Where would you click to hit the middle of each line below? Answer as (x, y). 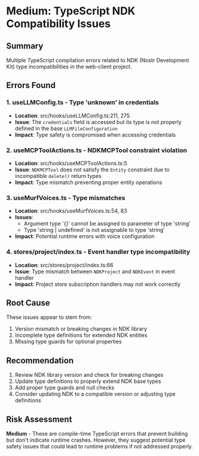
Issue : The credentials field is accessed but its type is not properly (98, 122)
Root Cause (28, 303)
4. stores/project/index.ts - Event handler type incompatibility (98, 252)
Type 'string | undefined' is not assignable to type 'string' (94, 230)
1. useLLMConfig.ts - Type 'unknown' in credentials (83, 102)
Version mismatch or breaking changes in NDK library (81, 329)
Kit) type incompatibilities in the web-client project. (69, 67)
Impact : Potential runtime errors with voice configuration (85, 236)
